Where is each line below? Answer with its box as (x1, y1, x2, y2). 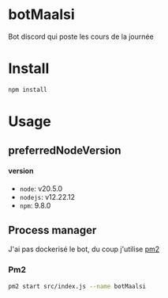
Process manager (8, 223, 97, 237)
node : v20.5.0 (19, 184, 63, 193)
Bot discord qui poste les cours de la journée (8, 32, 154, 41)
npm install (8, 86, 47, 94)
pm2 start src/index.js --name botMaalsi (8, 282, 147, 290)
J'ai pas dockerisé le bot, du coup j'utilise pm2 (8, 244, 160, 254)
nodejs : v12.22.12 (19, 192, 75, 201)
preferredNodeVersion (8, 144, 121, 158)
